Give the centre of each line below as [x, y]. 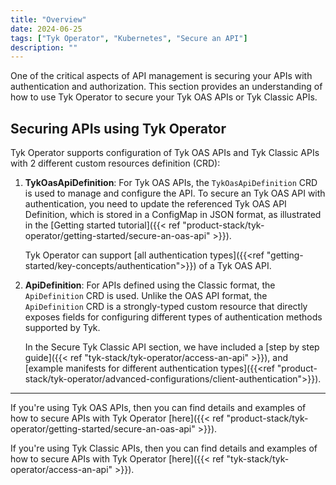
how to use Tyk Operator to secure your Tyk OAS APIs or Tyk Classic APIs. [164, 97]
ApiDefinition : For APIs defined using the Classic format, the [150, 285]
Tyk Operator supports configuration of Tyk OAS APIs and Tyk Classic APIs [165, 153]
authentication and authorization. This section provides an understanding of [166, 87]
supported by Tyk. [62, 328]
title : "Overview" [48, 19]
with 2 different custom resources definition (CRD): [115, 163]
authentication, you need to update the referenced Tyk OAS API [155, 204]
